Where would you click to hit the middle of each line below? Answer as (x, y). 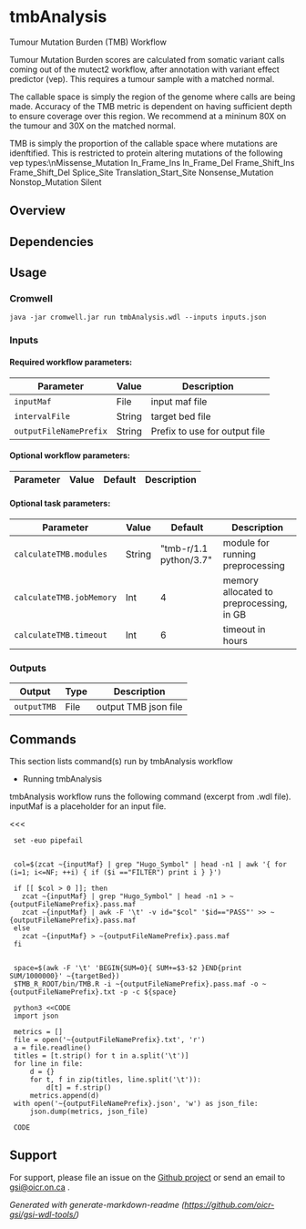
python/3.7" (186, 559)
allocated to (248, 591)
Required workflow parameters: (71, 362)
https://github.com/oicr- (229, 1204)
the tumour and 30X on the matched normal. (92, 126)
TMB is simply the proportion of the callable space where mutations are (143, 143)
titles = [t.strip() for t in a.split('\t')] (101, 1056)
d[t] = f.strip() (79, 1088)
